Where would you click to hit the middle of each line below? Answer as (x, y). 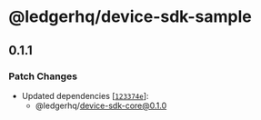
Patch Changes (43, 76)
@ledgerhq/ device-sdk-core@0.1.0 (101, 105)
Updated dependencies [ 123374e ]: (85, 95)
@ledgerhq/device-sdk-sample (130, 17)
